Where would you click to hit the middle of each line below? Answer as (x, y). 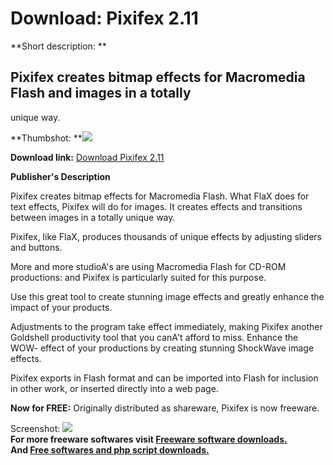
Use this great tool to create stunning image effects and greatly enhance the (167, 296)
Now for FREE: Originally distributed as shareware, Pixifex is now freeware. (165, 408)
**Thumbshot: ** (46, 138)
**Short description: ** (58, 46)
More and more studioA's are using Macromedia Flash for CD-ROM (148, 266)
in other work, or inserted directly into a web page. (114, 388)
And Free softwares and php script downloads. (110, 449)
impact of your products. (61, 307)
